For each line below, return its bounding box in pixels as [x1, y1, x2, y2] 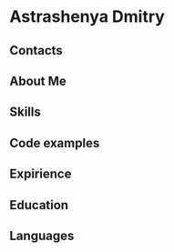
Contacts [9, 43, 64, 58]
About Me [9, 73, 67, 88]
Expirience [9, 166, 72, 182]
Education [9, 197, 69, 213]
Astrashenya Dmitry [9, 6, 166, 27]
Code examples [9, 135, 100, 151]
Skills [9, 105, 41, 120]
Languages [9, 227, 75, 243]
